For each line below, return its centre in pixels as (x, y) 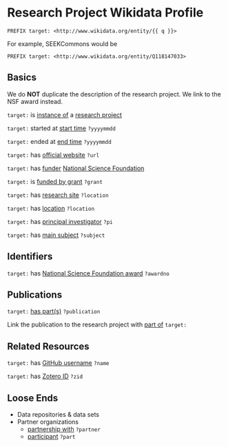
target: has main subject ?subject (56, 235)
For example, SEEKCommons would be (62, 43)
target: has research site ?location (58, 195)
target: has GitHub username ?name (58, 363)
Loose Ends (33, 398)
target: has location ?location (51, 208)
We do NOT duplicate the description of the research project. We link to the (114, 94)
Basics (22, 77)
